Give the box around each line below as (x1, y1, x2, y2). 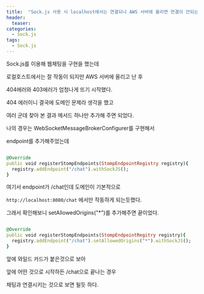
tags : (6, 37, 20, 43)
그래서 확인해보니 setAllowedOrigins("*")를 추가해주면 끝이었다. (6, 209, 159, 216)
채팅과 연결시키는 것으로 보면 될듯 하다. (6, 281, 99, 288)
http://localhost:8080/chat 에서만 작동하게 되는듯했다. (6, 196, 142, 204)
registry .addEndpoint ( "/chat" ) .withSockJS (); (12, 166, 129, 172)
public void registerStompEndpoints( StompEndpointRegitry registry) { (6, 232, 186, 238)
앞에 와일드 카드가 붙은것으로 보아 (6, 255, 86, 262)
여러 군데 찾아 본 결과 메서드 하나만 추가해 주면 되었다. (6, 112, 134, 119)
